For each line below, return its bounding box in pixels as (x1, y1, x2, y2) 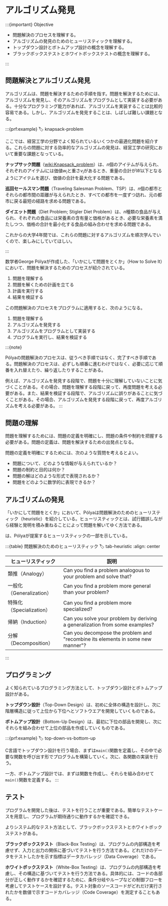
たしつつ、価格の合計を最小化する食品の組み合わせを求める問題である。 (5, 221, 154, 227)
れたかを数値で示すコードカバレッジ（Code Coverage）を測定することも (5, 889, 156, 895)
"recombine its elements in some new (63, 636, 151, 643)
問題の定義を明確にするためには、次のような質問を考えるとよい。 (5, 450, 141, 456)
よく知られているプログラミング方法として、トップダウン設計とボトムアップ (5, 685, 162, 691)
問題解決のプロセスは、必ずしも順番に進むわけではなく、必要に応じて (13, 361, 158, 367)
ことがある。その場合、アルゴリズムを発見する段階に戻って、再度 (9, 396, 145, 402)
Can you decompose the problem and (63, 630, 152, 637)
